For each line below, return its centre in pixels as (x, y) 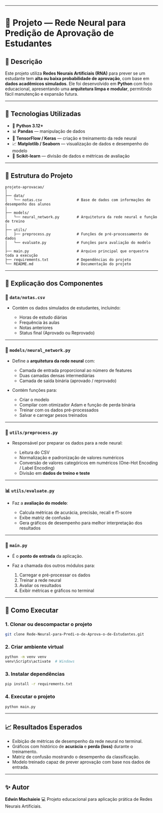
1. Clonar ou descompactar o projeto (49, 624)
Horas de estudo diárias (43, 317)
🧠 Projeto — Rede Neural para (65, 23)
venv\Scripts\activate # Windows (40, 662)
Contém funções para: (34, 390)
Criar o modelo (34, 399)
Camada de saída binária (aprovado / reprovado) (68, 381)
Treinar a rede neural (40, 580)
